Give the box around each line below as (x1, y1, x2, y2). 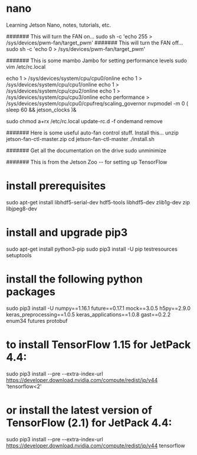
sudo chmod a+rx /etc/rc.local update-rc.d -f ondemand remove (6, 117, 163, 124)
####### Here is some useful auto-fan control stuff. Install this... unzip (6, 129, 179, 136)
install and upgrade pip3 (6, 226, 128, 239)
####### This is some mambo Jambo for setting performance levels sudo (6, 57, 188, 64)
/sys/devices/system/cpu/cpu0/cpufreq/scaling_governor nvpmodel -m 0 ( (6, 100, 189, 107)
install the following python (6, 273, 143, 286)
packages (6, 285, 56, 298)
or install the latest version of (6, 403, 152, 416)
